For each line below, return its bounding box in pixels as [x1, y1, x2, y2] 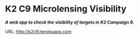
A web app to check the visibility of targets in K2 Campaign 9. [5, 19, 134, 25]
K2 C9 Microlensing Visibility [5, 3, 127, 14]
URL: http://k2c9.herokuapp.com [5, 28, 72, 34]
